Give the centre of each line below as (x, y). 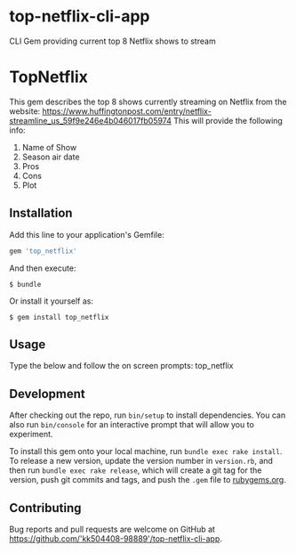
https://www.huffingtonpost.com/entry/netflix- (127, 111)
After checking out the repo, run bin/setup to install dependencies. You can (148, 415)
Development (48, 394)
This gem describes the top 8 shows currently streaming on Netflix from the (148, 102)
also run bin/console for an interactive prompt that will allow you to (132, 425)
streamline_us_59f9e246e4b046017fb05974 (90, 120)
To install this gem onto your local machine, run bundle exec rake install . (146, 451)
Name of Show (49, 147)
